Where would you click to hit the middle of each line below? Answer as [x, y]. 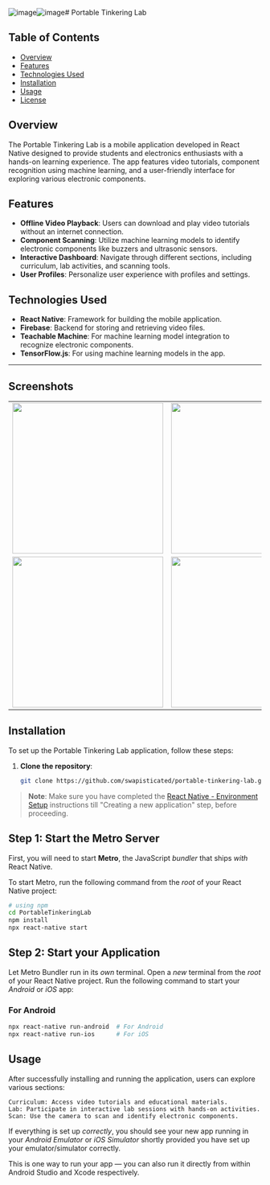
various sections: [37, 1087]
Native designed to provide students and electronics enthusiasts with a [126, 153]
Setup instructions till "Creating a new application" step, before [132, 804]
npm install [28, 920]
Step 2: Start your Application [84, 953]
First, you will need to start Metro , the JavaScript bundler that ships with [128, 858]
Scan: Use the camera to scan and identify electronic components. [124, 1116]
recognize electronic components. [77, 345]
